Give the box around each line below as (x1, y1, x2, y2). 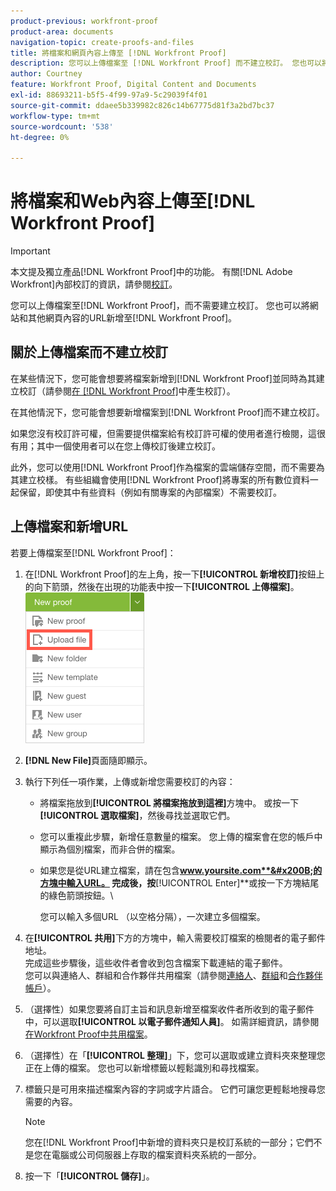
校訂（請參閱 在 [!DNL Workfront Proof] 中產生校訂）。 (18, 385, 236, 397)
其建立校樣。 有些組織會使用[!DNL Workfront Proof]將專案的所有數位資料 (10, 473, 310, 485)
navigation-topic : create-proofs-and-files (10, 37, 195, 47)
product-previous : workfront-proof (10, 16, 159, 26)
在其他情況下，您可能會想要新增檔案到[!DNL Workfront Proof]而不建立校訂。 (10, 406, 325, 418)
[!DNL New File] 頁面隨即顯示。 (24, 754, 153, 766)
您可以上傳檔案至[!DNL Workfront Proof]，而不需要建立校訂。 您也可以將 (10, 300, 310, 312)
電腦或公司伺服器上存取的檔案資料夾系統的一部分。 (51, 1148, 262, 1160)
